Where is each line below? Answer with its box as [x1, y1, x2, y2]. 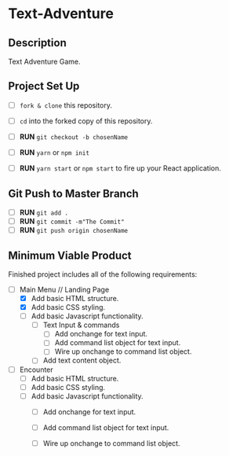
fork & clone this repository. [19, 100, 112, 110]
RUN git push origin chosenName [19, 226, 128, 235]
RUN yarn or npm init [19, 148, 90, 157]
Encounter [19, 365, 53, 374]
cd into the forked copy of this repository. [19, 116, 153, 126]
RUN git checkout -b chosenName [19, 131, 128, 142]
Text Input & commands [42, 320, 120, 330]
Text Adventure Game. [8, 57, 81, 66]
